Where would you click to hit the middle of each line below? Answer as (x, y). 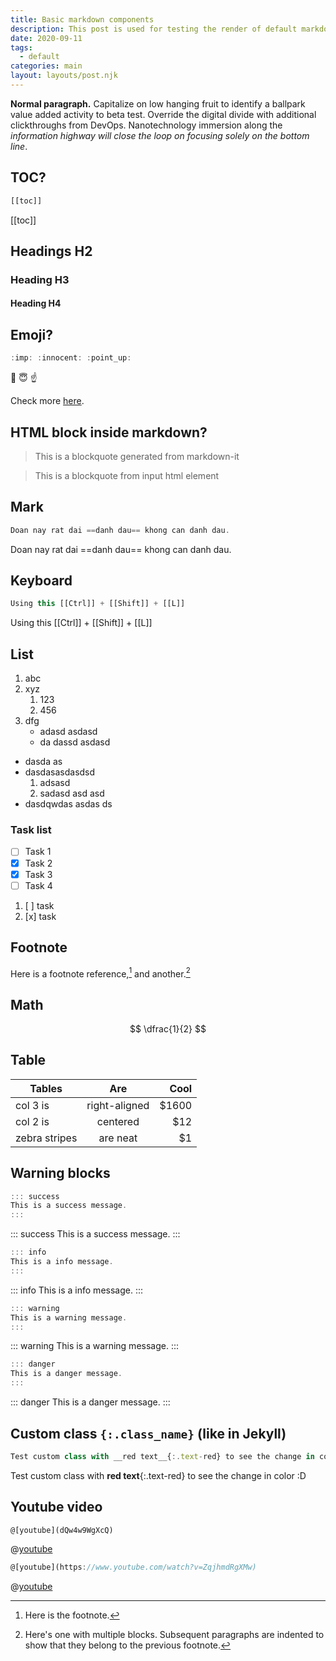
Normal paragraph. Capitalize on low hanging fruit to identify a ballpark (158, 103)
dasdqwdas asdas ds (68, 804)
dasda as (43, 762)
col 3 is (32, 1105)
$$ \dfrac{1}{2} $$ (168, 1028)
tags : (21, 47)
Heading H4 (36, 303)
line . (19, 146)
